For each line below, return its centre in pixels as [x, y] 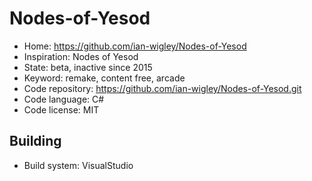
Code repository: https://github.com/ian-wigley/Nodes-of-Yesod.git [162, 88]
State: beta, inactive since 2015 [88, 67]
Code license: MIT [61, 109]
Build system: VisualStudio [78, 165]
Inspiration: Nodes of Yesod [81, 56]
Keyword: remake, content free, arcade [104, 78]
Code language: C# [64, 99]
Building [35, 141]
